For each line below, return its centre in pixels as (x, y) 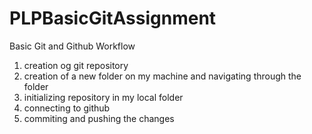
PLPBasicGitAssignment (113, 18)
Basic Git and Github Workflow (72, 46)
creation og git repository (76, 65)
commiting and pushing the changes (99, 118)
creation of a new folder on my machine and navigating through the (162, 76)
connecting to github (67, 108)
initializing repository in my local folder (103, 97)
